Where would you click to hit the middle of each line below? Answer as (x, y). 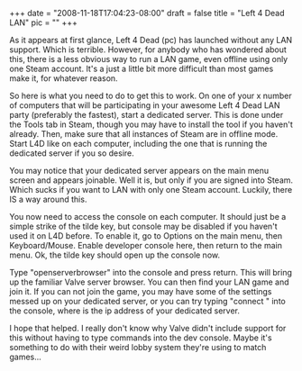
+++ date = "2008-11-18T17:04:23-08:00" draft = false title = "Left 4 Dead (147, 13)
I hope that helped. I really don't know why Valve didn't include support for (148, 328)
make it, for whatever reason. (64, 78)
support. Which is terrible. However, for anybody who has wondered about (148, 50)
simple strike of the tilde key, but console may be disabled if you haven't (143, 226)
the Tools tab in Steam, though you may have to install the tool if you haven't (151, 124)
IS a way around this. (48, 199)
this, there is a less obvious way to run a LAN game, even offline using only (149, 59)
